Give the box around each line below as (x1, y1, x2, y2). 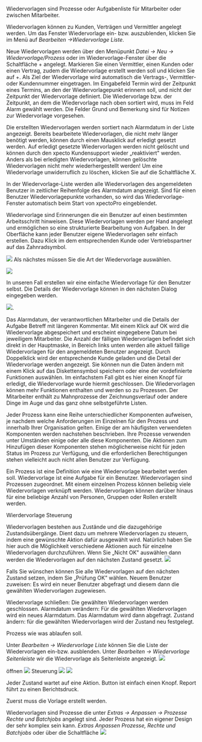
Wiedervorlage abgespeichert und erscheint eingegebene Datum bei (6, 329, 177, 336)
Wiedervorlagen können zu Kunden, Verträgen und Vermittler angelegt (6, 24, 182, 30)
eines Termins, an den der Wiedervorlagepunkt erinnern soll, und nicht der (6, 86, 192, 93)
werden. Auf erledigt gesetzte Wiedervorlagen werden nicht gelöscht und (6, 143, 189, 150)
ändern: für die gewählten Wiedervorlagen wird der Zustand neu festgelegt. (6, 618, 195, 625)
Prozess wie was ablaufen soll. (6, 630, 83, 637)
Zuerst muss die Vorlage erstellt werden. (6, 697, 107, 705)
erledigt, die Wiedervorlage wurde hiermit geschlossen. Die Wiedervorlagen (6, 380, 195, 387)
